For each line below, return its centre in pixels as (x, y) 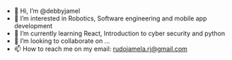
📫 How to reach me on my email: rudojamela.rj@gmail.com (100, 49)
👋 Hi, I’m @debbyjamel (47, 11)
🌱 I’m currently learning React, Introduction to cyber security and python (120, 33)
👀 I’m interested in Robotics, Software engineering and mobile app (110, 18)
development (33, 26)
